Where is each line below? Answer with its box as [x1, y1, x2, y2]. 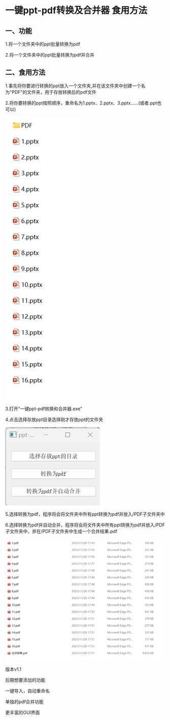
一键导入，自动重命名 [5, 688, 50, 694]
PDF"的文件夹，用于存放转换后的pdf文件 [12, 89, 96, 95]
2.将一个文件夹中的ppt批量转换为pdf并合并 [5, 52, 95, 58]
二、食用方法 [5, 68, 46, 77]
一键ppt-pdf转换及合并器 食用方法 [5, 5, 148, 16]
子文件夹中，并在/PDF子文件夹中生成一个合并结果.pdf [5, 528, 118, 534]
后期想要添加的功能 [5, 677, 46, 683]
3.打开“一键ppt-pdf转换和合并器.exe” [5, 406, 82, 412]
